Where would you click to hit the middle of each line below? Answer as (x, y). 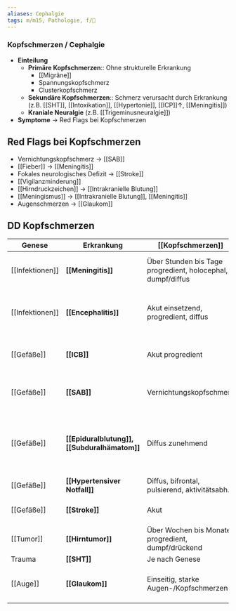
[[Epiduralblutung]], (99, 439)
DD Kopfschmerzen (51, 226)
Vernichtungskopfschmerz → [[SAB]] (71, 159)
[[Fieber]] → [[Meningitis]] (55, 166)
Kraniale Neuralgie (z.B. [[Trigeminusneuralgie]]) (99, 112)
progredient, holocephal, (188, 270)
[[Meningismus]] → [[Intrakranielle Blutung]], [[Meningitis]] (103, 196)
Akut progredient (175, 355)
